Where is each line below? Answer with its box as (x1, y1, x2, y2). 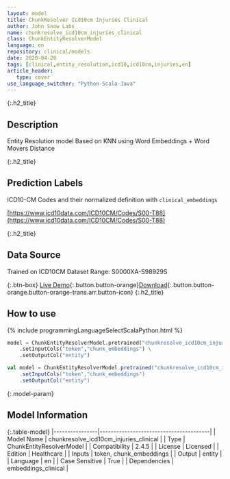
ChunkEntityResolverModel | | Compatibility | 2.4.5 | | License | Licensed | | (7, 442, 219, 450)
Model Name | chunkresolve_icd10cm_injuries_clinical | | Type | (7, 434, 186, 443)
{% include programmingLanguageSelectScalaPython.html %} (7, 326, 183, 334)
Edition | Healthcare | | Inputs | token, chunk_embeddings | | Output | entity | (7, 450, 222, 458)
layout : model (7, 10, 48, 17)
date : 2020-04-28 (7, 55, 57, 62)
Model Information (7, 409, 88, 421)
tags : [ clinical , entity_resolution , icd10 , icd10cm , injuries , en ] (7, 61, 192, 68)
